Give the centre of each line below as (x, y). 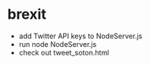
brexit (27, 14)
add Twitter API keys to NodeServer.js (81, 36)
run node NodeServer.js (58, 44)
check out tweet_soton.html (64, 52)
